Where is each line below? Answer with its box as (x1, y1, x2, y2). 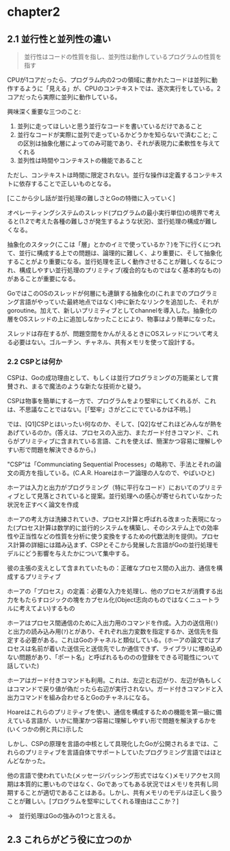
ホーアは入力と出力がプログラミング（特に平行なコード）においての (7, 483, 199, 492)
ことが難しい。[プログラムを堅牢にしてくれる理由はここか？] (7, 797, 179, 806)
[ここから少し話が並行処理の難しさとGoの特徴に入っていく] (7, 194, 176, 202)
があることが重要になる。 (7, 275, 79, 283)
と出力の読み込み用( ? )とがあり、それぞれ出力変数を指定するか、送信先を (7, 627, 212, 636)
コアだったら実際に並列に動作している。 (7, 93, 121, 101)
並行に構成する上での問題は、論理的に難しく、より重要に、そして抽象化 (18, 249, 222, 257)
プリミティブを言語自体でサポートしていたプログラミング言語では (25, 748, 211, 756)
